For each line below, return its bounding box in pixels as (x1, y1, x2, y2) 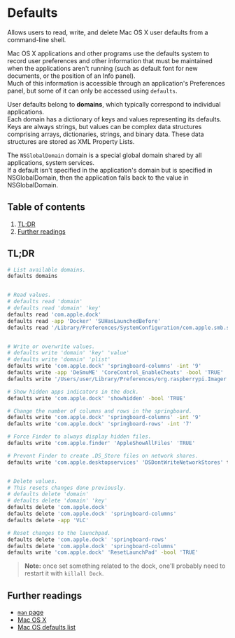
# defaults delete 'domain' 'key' (7, 497, 108, 505)
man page (17, 609, 44, 617)
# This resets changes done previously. (7, 484, 127, 491)
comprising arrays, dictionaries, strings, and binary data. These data (7, 130, 204, 138)
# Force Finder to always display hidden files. (7, 433, 152, 440)
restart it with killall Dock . (24, 569, 104, 578)
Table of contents (7, 201, 85, 213)
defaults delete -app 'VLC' (7, 517, 90, 524)
